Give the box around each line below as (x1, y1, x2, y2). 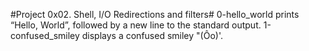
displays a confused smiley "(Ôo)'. (81, 30, 223, 41)
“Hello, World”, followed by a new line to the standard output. (10, 19, 262, 31)
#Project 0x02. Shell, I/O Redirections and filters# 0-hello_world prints (10, 9, 300, 20)
